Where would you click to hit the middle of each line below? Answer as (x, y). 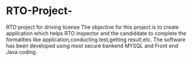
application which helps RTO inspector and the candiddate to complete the (96, 33)
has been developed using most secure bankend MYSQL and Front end (92, 46)
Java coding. (22, 52)
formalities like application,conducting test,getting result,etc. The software (96, 39)
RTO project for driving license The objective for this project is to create (92, 27)
